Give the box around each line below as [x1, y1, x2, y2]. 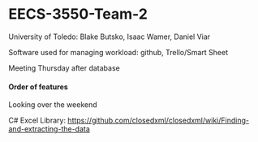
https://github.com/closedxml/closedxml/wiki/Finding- [67, 115, 250, 126]
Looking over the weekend [8, 100, 97, 110]
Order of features [8, 82, 69, 92]
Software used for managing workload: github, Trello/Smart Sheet [8, 47, 229, 57]
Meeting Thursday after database [8, 62, 120, 73]
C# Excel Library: [8, 115, 67, 126]
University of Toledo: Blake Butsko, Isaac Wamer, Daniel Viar [8, 32, 211, 41]
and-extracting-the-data [8, 124, 91, 134]
